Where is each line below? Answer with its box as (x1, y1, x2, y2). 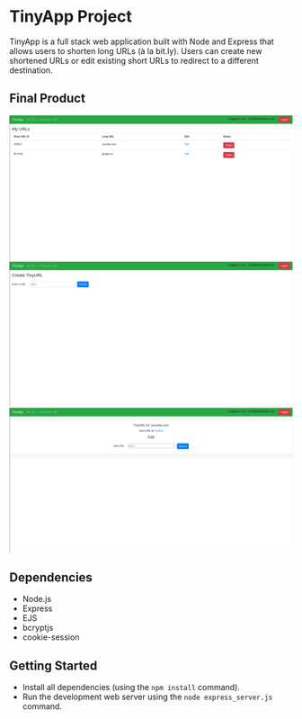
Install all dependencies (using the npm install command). (22, 682, 241, 693)
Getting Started (9, 658, 98, 673)
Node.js (22, 594, 52, 605)
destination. (9, 65, 53, 76)
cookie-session (22, 632, 80, 643)
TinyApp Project (9, 6, 133, 27)
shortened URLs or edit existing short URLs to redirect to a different (9, 55, 259, 66)
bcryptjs (22, 623, 54, 634)
